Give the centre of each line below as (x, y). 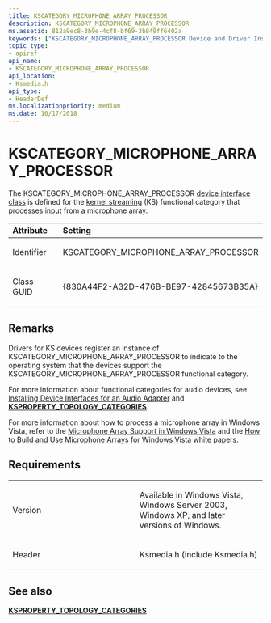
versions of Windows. (181, 525)
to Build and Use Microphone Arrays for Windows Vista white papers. (124, 439)
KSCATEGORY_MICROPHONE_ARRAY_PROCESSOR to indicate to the (123, 356)
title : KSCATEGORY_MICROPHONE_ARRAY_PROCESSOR (88, 16)
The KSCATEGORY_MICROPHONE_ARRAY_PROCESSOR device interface (129, 193)
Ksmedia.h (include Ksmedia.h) (199, 554)
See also (30, 591)
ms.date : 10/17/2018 (43, 114)
